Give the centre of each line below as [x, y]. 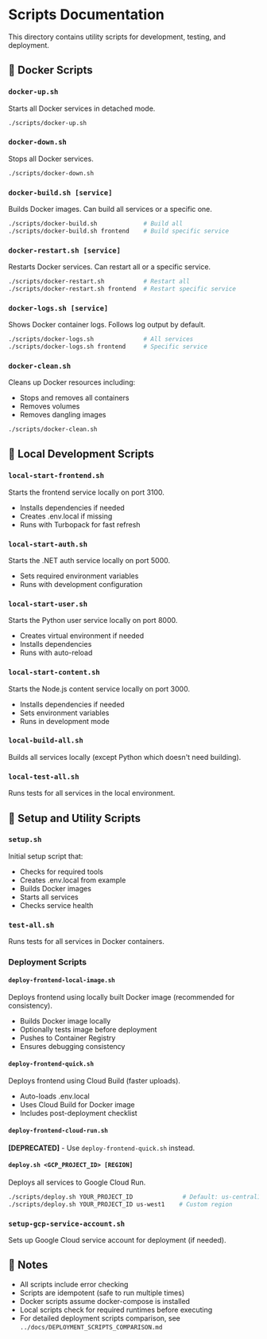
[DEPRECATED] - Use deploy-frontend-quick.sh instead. [102, 1148]
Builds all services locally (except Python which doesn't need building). [125, 757]
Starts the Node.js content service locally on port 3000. [99, 689]
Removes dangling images [63, 415]
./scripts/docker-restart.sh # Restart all [99, 282]
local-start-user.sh [48, 604]
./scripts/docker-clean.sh [53, 429]
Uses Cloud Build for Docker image [77, 1105]
